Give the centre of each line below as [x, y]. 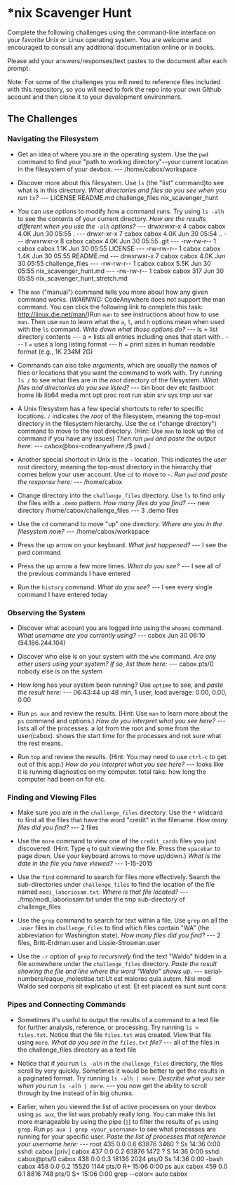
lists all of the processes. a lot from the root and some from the [108, 728]
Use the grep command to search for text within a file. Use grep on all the [123, 920]
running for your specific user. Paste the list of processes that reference [122, 1136]
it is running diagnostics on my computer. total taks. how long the [112, 771]
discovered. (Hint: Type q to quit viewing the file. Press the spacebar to [119, 849]
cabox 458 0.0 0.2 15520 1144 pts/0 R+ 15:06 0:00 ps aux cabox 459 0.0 [122, 1166]
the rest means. [40, 743]
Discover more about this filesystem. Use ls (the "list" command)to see [121, 182]
